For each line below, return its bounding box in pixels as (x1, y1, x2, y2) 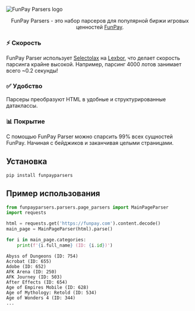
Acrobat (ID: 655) (6, 258, 52, 265)
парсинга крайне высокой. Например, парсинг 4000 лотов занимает (6, 61, 182, 68)
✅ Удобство (6, 82, 43, 91)
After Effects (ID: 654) (6, 279, 68, 285)
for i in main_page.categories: (6, 237, 86, 243)
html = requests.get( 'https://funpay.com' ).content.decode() (6, 220, 161, 226)
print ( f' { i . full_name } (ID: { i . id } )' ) (17, 242, 113, 248)
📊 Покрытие (6, 117, 45, 125)
